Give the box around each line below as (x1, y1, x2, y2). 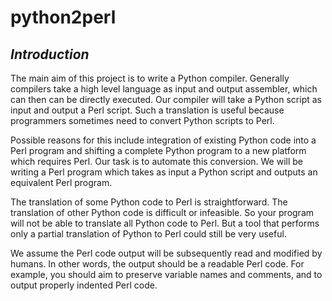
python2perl (10, 6, 117, 29)
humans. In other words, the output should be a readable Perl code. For (10, 258, 305, 270)
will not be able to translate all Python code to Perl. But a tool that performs (10, 217, 320, 229)
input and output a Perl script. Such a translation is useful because (10, 104, 285, 116)
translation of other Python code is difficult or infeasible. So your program (10, 207, 315, 218)
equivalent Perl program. (10, 177, 113, 188)
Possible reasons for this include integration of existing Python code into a (10, 134, 317, 146)
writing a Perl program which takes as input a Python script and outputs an (10, 166, 318, 178)
